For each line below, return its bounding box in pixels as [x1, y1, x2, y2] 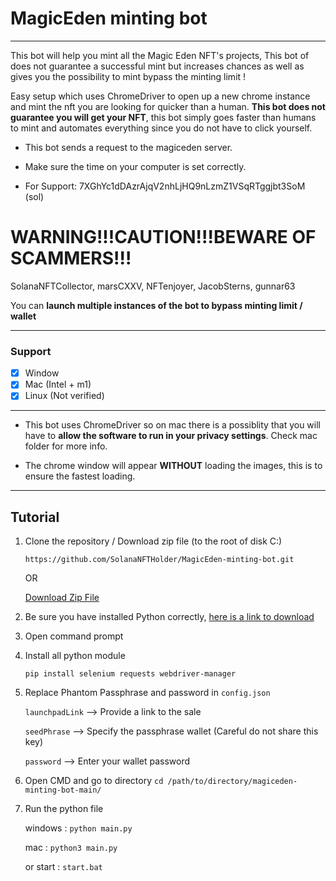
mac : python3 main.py [24, 842, 118, 854]
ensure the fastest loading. [24, 470, 136, 482]
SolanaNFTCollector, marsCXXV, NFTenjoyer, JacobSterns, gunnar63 [10, 280, 296, 292]
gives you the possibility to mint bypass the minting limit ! [10, 70, 247, 82]
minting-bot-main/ [24, 785, 102, 796]
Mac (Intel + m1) [24, 378, 92, 391]
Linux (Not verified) [24, 390, 105, 402]
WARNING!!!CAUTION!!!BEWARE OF [10, 226, 317, 249]
